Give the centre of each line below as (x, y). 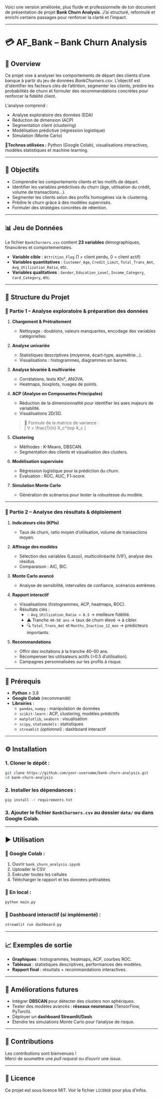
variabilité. (30, 408)
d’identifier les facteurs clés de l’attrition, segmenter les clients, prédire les (80, 86)
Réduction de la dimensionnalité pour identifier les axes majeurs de (86, 403)
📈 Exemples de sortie (39, 945)
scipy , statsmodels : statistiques (51, 724)
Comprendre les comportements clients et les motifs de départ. (75, 181)
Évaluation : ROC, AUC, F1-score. (52, 476)
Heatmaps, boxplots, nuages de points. (58, 384)
